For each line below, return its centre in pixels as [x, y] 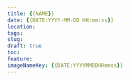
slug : [15, 40]
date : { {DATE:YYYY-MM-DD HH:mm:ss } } [60, 20]
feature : [20, 59]
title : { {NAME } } [31, 14]
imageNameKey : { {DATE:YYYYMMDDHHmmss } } [65, 65]
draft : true [24, 46]
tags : [15, 33]
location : [22, 26]
